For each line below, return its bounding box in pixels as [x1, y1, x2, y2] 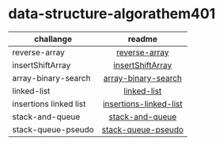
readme [127, 33, 158, 44]
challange [34, 33, 73, 44]
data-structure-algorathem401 [8, 5, 216, 23]
